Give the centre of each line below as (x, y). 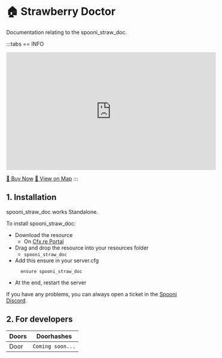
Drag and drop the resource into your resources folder (82, 248)
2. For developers (39, 319)
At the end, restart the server (51, 283)
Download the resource (44, 235)
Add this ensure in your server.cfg (57, 260)
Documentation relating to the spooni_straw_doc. (67, 32)
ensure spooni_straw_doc (51, 271)
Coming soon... (54, 346)
